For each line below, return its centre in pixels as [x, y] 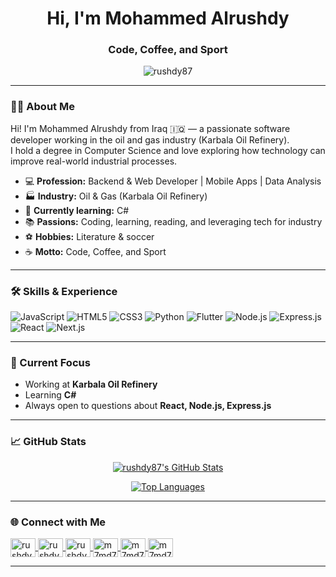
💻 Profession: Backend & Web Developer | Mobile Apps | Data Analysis [173, 181]
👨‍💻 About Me [42, 107]
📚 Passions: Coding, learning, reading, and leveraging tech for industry [173, 221]
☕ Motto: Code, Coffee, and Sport [95, 251]
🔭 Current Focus [50, 362]
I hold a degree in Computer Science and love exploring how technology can [168, 150]
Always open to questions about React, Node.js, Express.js [148, 406]
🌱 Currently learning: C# [77, 210]
